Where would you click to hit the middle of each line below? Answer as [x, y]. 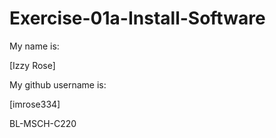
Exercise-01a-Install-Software [137, 18]
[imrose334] [35, 104]
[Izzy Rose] [32, 65]
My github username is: [58, 84]
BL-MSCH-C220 [43, 123]
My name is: [34, 46]
